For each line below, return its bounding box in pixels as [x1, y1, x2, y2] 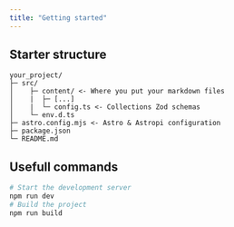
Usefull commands [9, 159, 119, 174]
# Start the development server [9, 183, 132, 192]
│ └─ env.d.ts [9, 111, 75, 120]
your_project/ [9, 71, 63, 80]
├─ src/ [9, 79, 39, 88]
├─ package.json [9, 126, 71, 136]
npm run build [9, 208, 63, 218]
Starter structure [9, 47, 107, 63]
